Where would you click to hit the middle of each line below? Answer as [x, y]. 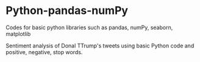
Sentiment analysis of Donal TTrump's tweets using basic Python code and [100, 46]
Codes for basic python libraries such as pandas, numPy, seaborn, [89, 27]
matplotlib [18, 33]
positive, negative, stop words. [44, 52]
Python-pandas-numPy [67, 11]
